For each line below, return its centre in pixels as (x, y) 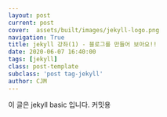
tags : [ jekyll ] (33, 60)
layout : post (29, 15)
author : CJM (27, 81)
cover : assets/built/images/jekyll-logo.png (83, 30)
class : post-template (44, 67)
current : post (31, 23)
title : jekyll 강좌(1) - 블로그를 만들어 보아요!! (83, 45)
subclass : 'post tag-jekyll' (56, 74)
